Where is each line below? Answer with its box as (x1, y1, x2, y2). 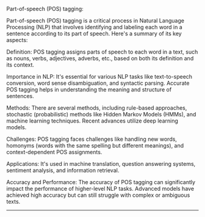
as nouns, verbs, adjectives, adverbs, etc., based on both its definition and (6, 55, 194, 62)
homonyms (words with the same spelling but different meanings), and (6, 142, 184, 149)
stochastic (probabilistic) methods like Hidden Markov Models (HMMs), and (6, 111, 196, 118)
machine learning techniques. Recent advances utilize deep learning (6, 117, 179, 124)
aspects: (6, 37, 28, 43)
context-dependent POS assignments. (6, 149, 103, 155)
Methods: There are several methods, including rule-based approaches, (6, 104, 187, 112)
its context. (6, 61, 35, 68)
